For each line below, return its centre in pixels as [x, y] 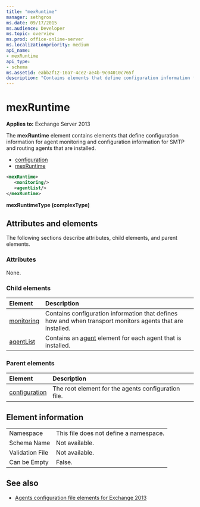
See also [22, 483]
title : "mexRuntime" [32, 12]
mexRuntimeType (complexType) [48, 205]
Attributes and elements [52, 223]
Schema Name [30, 443]
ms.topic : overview [30, 34]
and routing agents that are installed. [51, 148]
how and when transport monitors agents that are [114, 321]
